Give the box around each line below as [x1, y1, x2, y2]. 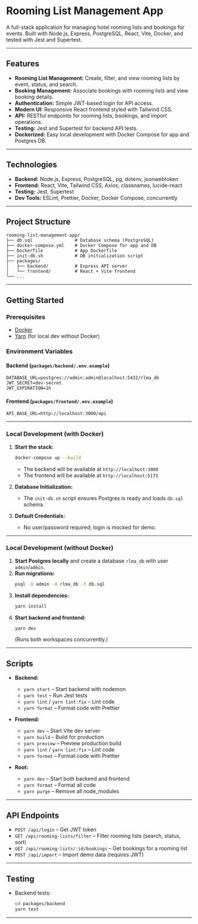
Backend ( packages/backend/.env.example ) [6, 361, 110, 369]
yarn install [14, 603, 47, 609]
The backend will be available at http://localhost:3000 [23, 465, 159, 472]
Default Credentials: [14, 512, 66, 519]
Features [6, 59, 39, 69]
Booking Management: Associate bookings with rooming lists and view [14, 87, 189, 94]
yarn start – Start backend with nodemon [23, 686, 126, 693]
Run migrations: [14, 570, 55, 577]
